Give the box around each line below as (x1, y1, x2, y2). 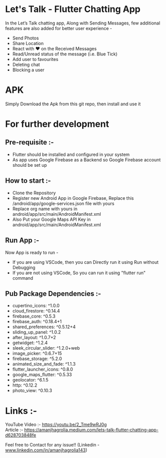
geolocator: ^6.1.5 (12, 377, 49, 383)
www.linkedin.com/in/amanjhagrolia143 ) (5, 447, 88, 453)
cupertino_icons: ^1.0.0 (12, 303, 60, 309)
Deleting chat (12, 61, 40, 67)
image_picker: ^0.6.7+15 (12, 351, 62, 357)
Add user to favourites (12, 56, 59, 62)
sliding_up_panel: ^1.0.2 (12, 329, 61, 335)
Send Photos (12, 35, 39, 41)
